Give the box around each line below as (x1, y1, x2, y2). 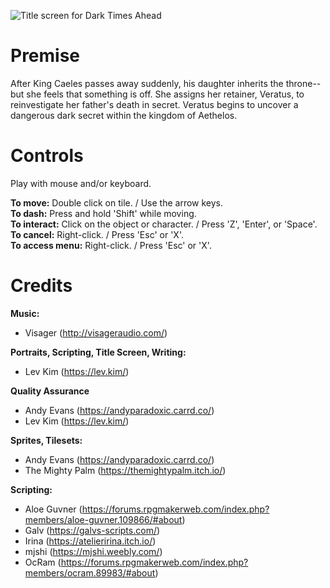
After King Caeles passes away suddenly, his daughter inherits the (10, 77, 284, 89)
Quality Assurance (10, 385, 90, 397)
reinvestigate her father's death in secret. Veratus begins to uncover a (10, 98, 299, 110)
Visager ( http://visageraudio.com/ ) (24, 326, 168, 339)
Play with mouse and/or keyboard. (10, 177, 152, 189)
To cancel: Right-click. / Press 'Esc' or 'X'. (10, 228, 185, 240)
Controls (10, 145, 84, 167)
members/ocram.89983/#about (24, 566, 156, 579)
